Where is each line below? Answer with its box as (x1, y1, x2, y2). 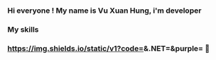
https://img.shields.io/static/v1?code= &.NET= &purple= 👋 (7, 43, 210, 53)
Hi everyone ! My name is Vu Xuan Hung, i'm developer (7, 6, 202, 16)
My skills (7, 24, 39, 34)
